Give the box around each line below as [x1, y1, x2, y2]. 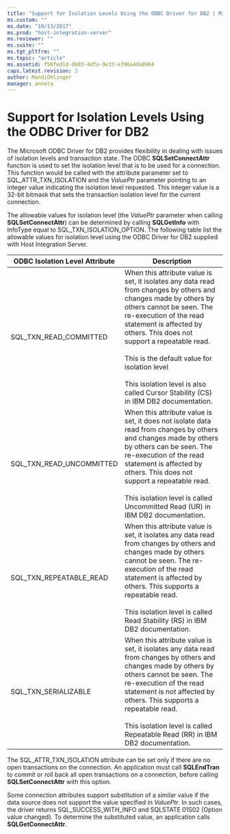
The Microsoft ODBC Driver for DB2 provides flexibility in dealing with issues [7, 147, 223, 155]
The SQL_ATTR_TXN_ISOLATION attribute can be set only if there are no [7, 756, 211, 764]
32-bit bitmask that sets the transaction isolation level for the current [7, 191, 201, 199]
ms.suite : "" [7, 42, 44, 49]
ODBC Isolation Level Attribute [13, 256, 115, 266]
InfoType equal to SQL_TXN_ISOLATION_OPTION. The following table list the [7, 225, 222, 234]
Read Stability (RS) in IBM [124, 616, 207, 626]
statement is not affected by [124, 687, 215, 696]
